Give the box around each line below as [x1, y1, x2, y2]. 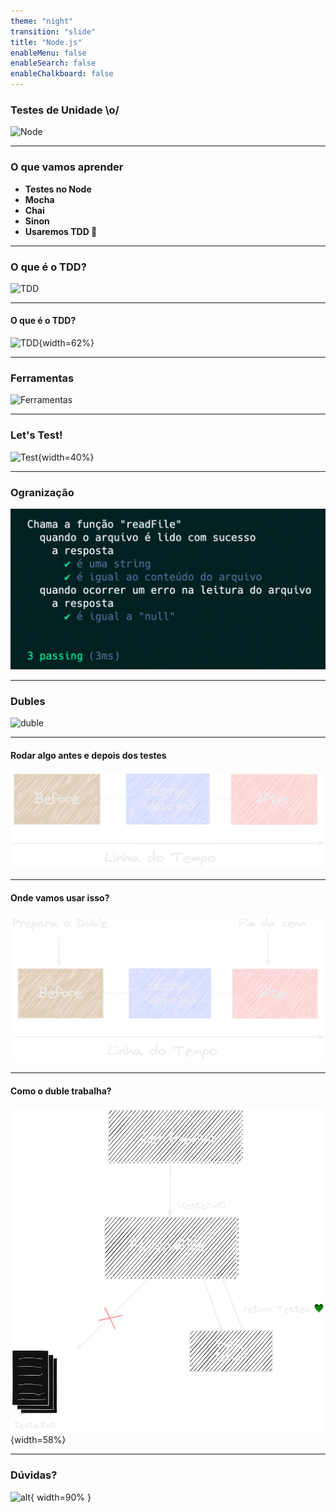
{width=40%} [38, 451, 95, 463]
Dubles [10, 694, 46, 708]
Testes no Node [24, 183, 92, 195]
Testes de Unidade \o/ [10, 103, 120, 117]
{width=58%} [10, 1434, 67, 1446]
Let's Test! [10, 428, 63, 442]
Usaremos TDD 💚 [24, 225, 98, 237]
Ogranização [10, 485, 75, 499]
